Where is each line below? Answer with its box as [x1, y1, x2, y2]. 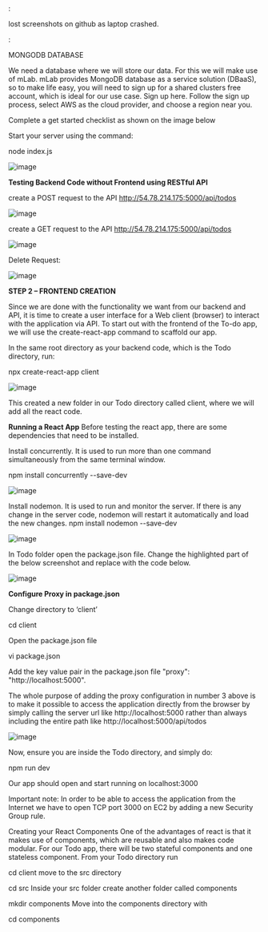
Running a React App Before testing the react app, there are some [8, 422, 228, 432]
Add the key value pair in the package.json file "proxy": [8, 667, 190, 676]
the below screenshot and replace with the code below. [8, 558, 191, 567]
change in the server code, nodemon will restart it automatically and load [8, 510, 250, 519]
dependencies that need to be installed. [8, 431, 139, 440]
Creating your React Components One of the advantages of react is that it [8, 827, 252, 836]
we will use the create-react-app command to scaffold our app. [8, 327, 218, 337]
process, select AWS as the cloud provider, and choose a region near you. [8, 100, 253, 109]
